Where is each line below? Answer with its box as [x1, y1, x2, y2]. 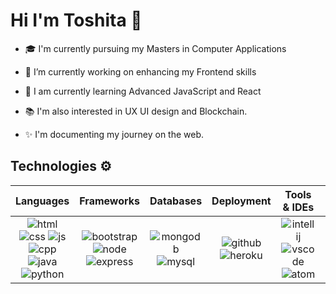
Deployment [211, 194, 272, 208]
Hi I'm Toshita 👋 [10, 9, 143, 32]
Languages [15, 194, 70, 208]
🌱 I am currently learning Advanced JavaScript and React [24, 85, 262, 97]
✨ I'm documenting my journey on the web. [24, 128, 205, 140]
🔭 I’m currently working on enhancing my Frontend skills [24, 65, 257, 78]
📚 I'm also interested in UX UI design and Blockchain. [24, 105, 248, 117]
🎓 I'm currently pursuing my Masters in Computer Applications [24, 42, 287, 54]
